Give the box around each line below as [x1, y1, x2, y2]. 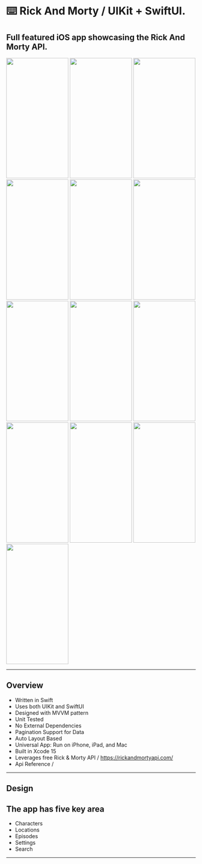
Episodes [14, 833, 38, 840]
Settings [14, 839, 36, 847]
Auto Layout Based [14, 735, 63, 742]
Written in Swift [14, 696, 54, 703]
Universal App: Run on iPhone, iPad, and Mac [14, 741, 127, 748]
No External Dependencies [14, 722, 82, 729]
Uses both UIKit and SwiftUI [14, 703, 84, 710]
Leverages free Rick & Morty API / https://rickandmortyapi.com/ [14, 754, 173, 761]
